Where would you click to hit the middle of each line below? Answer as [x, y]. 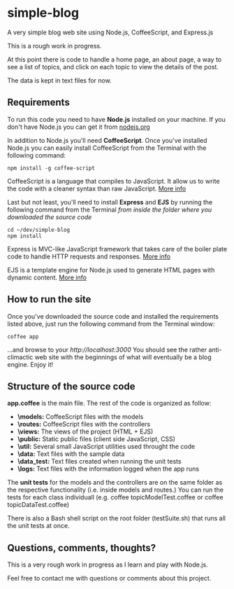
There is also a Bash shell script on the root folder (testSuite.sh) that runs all [116, 518]
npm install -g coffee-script [51, 168]
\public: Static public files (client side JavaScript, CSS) [96, 439]
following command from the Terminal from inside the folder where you [110, 209]
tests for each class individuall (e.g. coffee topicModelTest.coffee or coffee [115, 497]
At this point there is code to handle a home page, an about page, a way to [115, 59]
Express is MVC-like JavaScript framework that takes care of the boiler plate [117, 249]
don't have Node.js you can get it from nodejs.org [79, 127]
